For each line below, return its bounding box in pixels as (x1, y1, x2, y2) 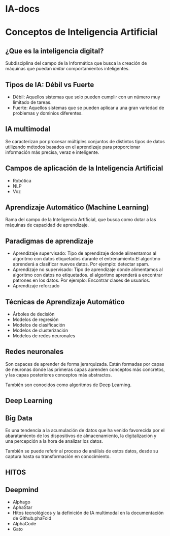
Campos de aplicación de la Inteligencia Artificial (5, 164, 163, 173)
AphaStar (12, 504, 32, 511)
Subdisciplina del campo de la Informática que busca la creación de (5, 60, 147, 66)
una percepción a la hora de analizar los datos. (5, 438, 103, 444)
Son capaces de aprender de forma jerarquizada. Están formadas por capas (5, 361, 164, 367)
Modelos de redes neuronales (12, 333, 75, 339)
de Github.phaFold (12, 515, 52, 521)
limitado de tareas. (12, 99, 52, 105)
